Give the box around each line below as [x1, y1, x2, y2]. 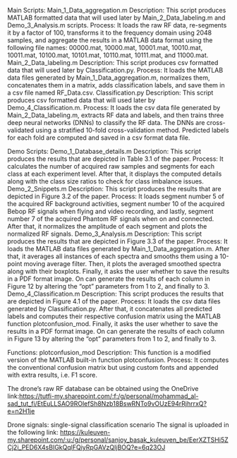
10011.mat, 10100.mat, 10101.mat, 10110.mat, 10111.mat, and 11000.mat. [7, 51, 209, 59]
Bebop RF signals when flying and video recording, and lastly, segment [7, 207, 214, 215]
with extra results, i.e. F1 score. [7, 370, 97, 379]
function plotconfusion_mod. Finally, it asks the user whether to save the [7, 320, 219, 327]
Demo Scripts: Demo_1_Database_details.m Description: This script [7, 147, 201, 155]
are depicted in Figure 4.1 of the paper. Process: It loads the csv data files [7, 297, 221, 306]
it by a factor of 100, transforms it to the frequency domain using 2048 [7, 28, 212, 37]
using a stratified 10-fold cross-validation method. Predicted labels [35, 126, 229, 134]
